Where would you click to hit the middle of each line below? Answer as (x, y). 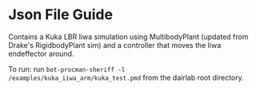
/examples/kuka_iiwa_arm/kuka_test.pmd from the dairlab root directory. (126, 77)
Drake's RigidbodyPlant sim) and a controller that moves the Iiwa (115, 45)
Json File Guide (61, 15)
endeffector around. (41, 53)
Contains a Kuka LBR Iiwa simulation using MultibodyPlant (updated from (128, 37)
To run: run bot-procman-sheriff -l (67, 68)
